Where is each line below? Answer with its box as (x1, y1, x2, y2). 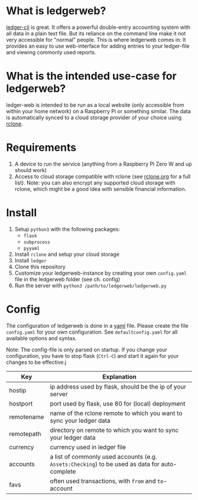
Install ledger (14, 256, 47, 264)
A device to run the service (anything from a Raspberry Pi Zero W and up (14, 160, 192, 167)
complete (49, 467, 77, 475)
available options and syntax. (6, 334, 77, 341)
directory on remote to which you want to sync (49, 426, 179, 434)
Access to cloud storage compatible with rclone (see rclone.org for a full (14, 173, 191, 180)
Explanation (102, 373, 137, 381)
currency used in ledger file (49, 443, 126, 451)
